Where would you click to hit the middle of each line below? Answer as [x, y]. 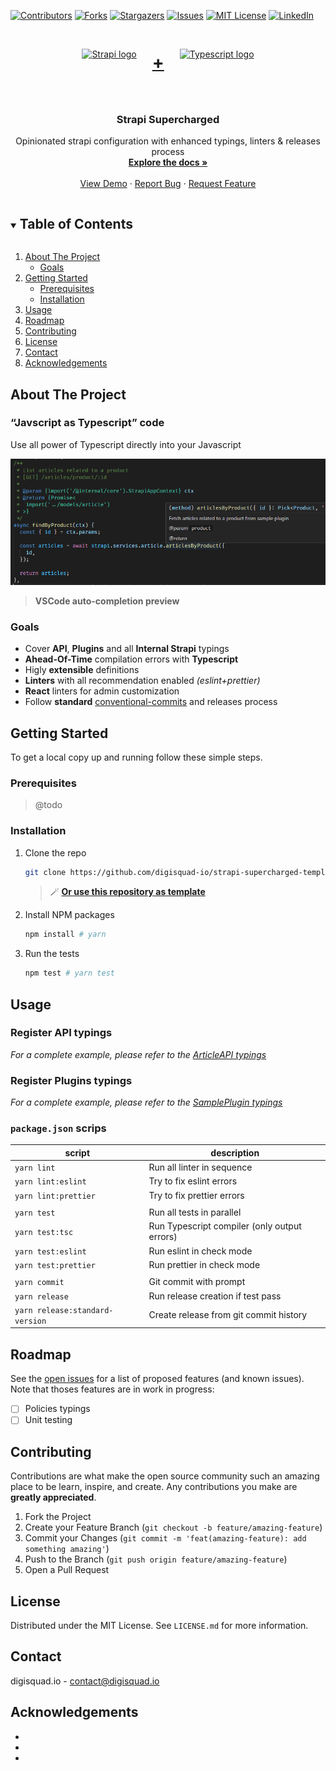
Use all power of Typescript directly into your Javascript [126, 444]
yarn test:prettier [55, 1265]
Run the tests [52, 954]
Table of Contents [76, 223]
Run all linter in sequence [200, 1167]
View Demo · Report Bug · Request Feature [168, 184]
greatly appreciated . [53, 1497]
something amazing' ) [67, 1549]
